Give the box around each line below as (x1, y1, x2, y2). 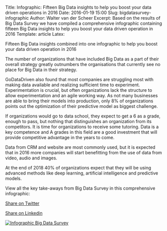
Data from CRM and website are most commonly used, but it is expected (5, 144, 156, 150)
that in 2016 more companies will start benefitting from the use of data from (5, 150, 162, 155)
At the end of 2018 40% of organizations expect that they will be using (5, 165, 151, 170)
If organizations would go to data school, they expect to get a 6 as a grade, (5, 113, 161, 119)
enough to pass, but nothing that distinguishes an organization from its (5, 119, 152, 124)
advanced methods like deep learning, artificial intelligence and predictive (5, 170, 158, 176)
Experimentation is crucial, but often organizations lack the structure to (5, 87, 152, 93)
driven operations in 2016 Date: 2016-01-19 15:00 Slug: (5, 10, 119, 16)
